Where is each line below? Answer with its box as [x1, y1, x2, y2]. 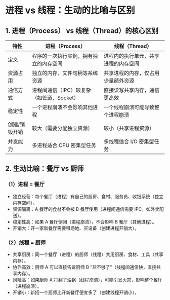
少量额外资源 [103, 77, 135, 84]
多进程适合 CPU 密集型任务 [32, 142, 96, 148]
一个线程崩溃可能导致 [103, 104, 155, 110]
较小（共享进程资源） [103, 125, 155, 132]
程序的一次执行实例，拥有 [32, 53, 93, 59]
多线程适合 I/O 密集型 [103, 138, 154, 145]
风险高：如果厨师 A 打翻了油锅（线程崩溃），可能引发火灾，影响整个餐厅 [12, 277, 163, 283]
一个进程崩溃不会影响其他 [32, 104, 93, 110]
